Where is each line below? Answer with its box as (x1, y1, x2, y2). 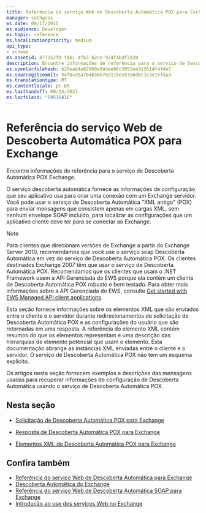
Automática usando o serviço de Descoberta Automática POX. (6, 382, 164, 389)
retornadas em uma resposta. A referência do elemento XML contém (6, 325, 180, 332)
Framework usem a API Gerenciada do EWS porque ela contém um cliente (6, 274, 194, 282)
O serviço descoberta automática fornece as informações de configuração (6, 185, 196, 193)
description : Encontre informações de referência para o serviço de (6, 60, 185, 66)
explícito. (6, 358, 29, 365)
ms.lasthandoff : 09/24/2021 (6, 89, 78, 95)
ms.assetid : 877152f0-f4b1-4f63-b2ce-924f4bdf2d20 (6, 54, 139, 61)
